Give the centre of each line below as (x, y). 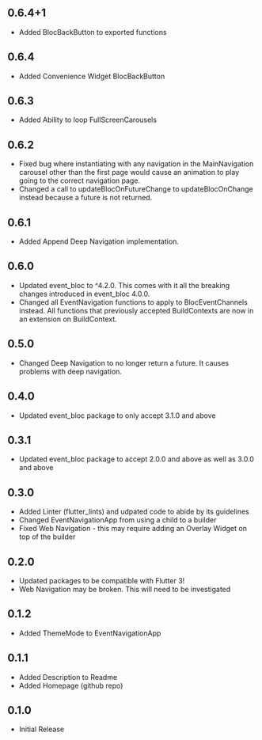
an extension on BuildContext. (68, 319)
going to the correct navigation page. (79, 180)
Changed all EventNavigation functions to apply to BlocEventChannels (133, 302)
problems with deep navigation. (70, 371)
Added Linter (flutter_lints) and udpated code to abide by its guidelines (134, 512)
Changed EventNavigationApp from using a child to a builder (118, 520)
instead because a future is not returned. (85, 198)
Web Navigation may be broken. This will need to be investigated (125, 589)
